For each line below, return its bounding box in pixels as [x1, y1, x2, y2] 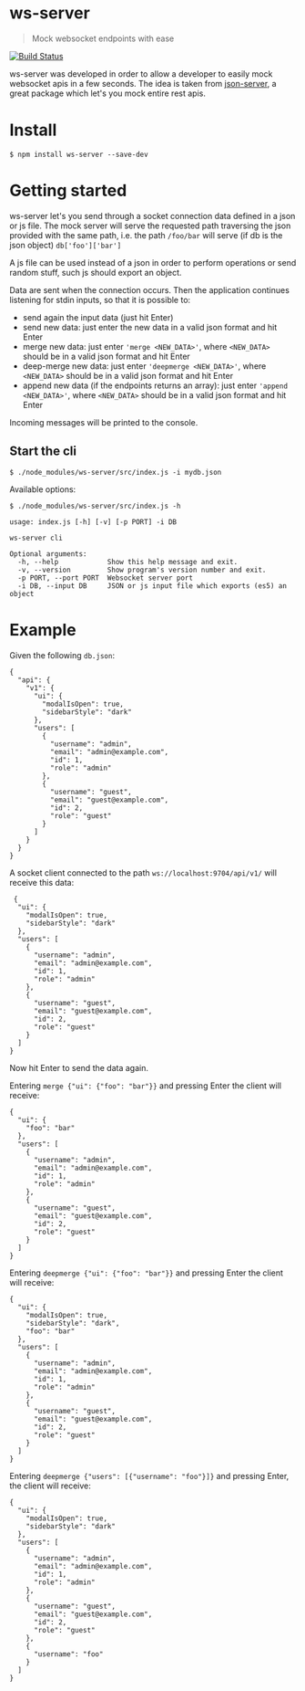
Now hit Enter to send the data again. [9, 1062, 148, 1073]
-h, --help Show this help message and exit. [17, 557, 239, 566]
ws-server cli [9, 533, 64, 542]
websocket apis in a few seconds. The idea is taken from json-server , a [9, 78, 277, 89]
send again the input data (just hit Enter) [22, 311, 174, 322]
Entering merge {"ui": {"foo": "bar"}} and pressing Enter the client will [9, 1080, 282, 1091]
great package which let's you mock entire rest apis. [9, 88, 207, 99]
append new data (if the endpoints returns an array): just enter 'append [22, 380, 289, 391]
